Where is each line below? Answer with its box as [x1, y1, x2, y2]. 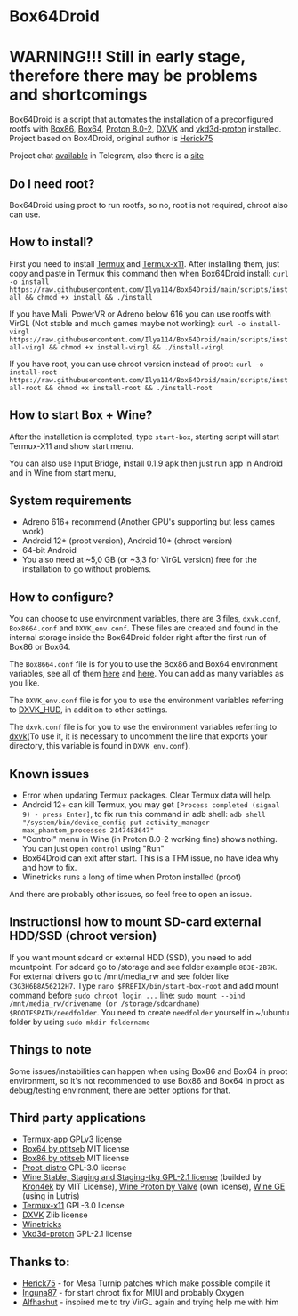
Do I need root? [9, 176, 95, 191]
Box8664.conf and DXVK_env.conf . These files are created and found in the [9, 622, 278, 633]
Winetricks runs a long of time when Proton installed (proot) [21, 871, 242, 882]
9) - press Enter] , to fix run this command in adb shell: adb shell [21, 809, 266, 819]
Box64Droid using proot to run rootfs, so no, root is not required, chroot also [9, 199, 289, 210]
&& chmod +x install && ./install [25, 293, 153, 301]
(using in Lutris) [21, 1191, 80, 1201]
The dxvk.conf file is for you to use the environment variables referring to [9, 722, 278, 733]
